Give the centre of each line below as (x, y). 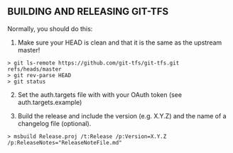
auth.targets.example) (50, 102)
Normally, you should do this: (50, 28)
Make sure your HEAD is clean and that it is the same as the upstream (120, 42)
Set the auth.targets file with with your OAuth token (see (100, 94)
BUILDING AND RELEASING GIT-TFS (88, 12)
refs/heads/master (34, 69)
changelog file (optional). (54, 123)
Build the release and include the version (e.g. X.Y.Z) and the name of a (122, 115)
